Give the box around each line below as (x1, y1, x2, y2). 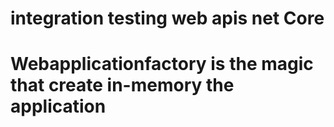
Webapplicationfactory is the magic (10, 53, 314, 76)
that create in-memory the (10, 74, 235, 97)
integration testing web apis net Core (10, 7, 325, 30)
